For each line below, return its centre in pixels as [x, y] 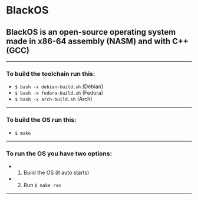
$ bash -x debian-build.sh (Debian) [59, 86]
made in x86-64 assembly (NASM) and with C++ [97, 41]
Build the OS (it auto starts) [56, 172]
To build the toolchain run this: [51, 74]
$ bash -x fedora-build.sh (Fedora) [59, 93]
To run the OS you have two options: [59, 154]
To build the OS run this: [41, 120]
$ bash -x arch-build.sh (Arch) [53, 99]
